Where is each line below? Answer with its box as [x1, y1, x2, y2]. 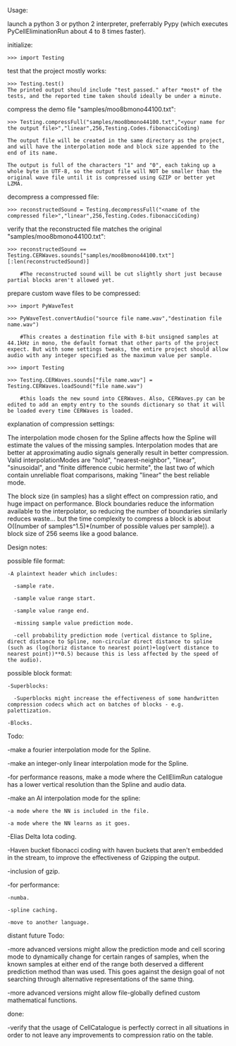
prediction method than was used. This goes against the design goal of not [7, 968, 225, 976]
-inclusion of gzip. [7, 867, 60, 876]
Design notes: [7, 543, 48, 552]
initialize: [7, 41, 33, 49]
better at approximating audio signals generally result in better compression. [7, 449, 229, 456]
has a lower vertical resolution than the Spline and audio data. [7, 780, 187, 788]
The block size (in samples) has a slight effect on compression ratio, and [7, 492, 218, 500]
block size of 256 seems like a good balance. [7, 530, 139, 537]
